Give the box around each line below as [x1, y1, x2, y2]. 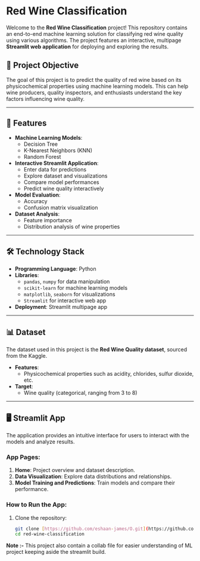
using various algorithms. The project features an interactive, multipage [6, 36, 182, 44]
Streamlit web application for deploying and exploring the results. [6, 43, 168, 50]
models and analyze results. [6, 438, 76, 445]
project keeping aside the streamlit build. [6, 548, 106, 556]
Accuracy [23, 197, 48, 204]
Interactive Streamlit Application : [14, 160, 99, 167]
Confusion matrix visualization [23, 204, 98, 211]
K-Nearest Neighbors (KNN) [23, 146, 92, 154]
